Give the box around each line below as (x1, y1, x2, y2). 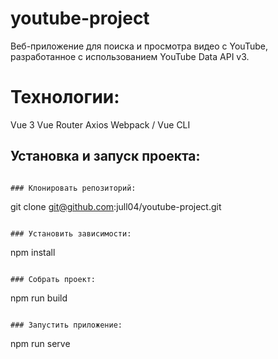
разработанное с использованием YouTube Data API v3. (10, 50, 250, 62)
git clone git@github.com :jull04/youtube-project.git (10, 200, 222, 212)
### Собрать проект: (10, 274, 97, 284)
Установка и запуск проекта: (10, 148, 201, 165)
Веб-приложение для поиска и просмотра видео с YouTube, (10, 40, 268, 52)
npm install (10, 246, 56, 258)
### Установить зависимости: (10, 228, 132, 239)
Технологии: (10, 86, 120, 109)
